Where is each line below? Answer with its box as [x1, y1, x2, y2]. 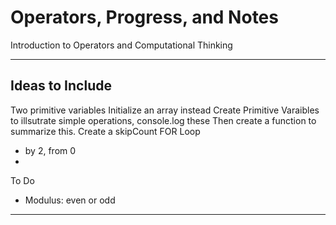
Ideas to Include [10, 77, 112, 95]
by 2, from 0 [24, 144, 77, 156]
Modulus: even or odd [24, 194, 116, 206]
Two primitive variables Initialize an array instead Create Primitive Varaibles [10, 104, 320, 116]
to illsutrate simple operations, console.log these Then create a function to [10, 114, 317, 126]
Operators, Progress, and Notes [10, 6, 279, 29]
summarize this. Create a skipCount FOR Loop [10, 125, 201, 137]
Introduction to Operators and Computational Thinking [10, 39, 233, 51]
